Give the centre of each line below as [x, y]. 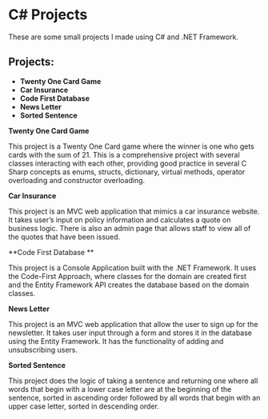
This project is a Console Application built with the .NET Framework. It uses [132, 267]
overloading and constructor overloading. [77, 180]
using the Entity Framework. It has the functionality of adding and [116, 341]
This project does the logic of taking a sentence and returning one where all [133, 381]
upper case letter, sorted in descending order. [84, 406]
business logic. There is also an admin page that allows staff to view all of [130, 228]
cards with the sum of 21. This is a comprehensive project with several [124, 154]
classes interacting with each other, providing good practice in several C [128, 163]
